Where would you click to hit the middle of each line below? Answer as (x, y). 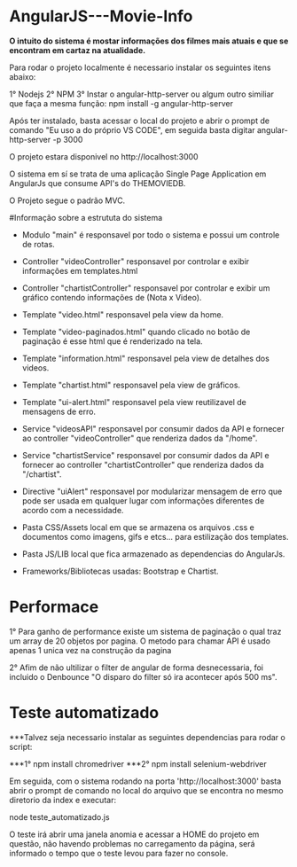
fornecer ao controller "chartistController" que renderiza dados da (143, 465)
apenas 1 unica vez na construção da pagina (90, 650)
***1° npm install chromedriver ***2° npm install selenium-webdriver (138, 763)
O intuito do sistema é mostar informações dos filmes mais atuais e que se (149, 41)
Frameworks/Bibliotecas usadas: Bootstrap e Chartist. (120, 571)
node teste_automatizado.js (59, 816)
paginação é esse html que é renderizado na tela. (112, 341)
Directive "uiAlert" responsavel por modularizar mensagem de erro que (152, 491)
